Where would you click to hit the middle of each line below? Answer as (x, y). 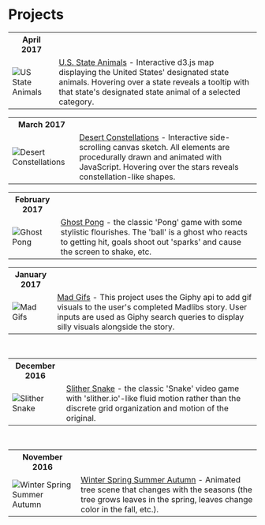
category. (77, 102)
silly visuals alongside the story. (116, 327)
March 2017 (42, 124)
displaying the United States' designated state (144, 72)
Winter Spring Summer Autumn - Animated (160, 479)
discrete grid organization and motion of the (147, 408)
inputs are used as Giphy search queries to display (151, 317)
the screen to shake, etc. (106, 252)
